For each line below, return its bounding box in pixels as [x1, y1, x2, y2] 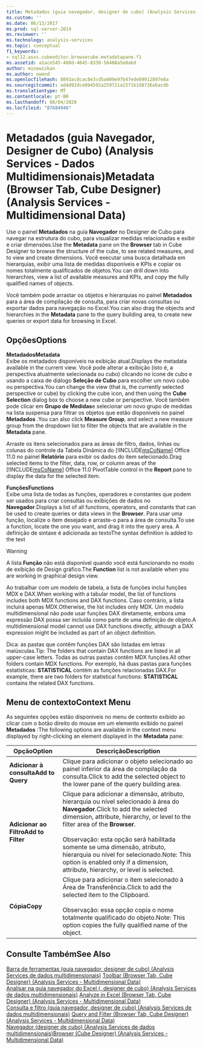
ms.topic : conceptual [6, 43, 61, 49]
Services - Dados [6, 157, 95, 170]
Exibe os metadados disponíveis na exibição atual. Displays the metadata [6, 357, 187, 365]
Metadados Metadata [6, 351, 60, 359]
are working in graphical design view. [6, 572, 99, 579]
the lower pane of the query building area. [62, 780, 181, 789]
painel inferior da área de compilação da [62, 765, 177, 774]
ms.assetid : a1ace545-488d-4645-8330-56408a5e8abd [6, 59, 137, 66]
